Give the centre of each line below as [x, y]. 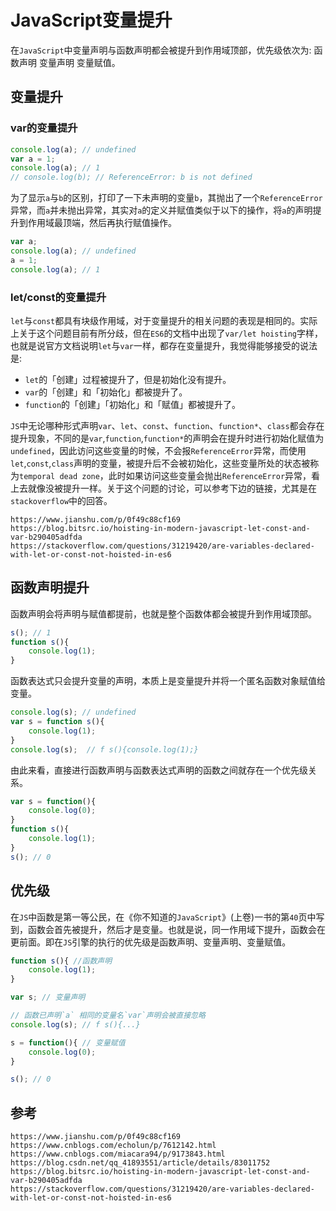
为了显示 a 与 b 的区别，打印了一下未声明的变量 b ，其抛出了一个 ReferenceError [166, 198]
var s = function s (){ [57, 722]
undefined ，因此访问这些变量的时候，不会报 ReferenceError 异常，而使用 [158, 450]
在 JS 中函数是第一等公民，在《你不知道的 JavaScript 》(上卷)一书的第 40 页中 [163, 917]
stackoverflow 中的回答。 [61, 500]
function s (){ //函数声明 [61, 961]
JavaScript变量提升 [91, 20]
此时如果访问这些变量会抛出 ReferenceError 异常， [210, 475]
